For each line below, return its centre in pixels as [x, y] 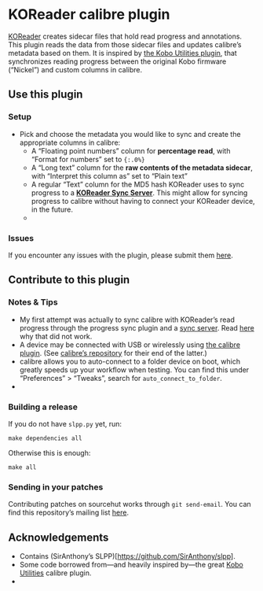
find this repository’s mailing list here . [69, 512]
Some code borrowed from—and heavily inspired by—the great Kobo [131, 565]
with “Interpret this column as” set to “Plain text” [110, 175]
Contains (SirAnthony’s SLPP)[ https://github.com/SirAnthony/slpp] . [127, 556]
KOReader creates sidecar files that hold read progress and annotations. [125, 36]
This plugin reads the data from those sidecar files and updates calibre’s [125, 44]
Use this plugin [46, 95]
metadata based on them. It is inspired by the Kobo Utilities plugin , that [122, 53]
